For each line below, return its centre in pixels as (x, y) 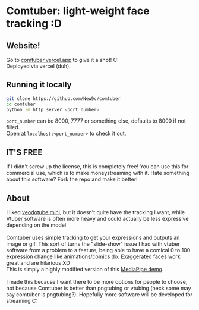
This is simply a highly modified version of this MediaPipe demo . (85, 270)
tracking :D (34, 24)
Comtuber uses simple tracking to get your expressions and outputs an (93, 238)
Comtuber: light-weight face (78, 11)
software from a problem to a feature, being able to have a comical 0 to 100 (98, 250)
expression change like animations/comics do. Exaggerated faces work (93, 256)
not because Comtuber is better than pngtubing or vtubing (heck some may (99, 288)
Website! (23, 46)
